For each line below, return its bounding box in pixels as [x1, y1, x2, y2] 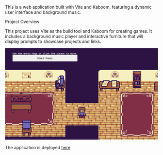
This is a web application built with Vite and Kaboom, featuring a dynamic [5, 4, 152, 10]
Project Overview [5, 19, 40, 24]
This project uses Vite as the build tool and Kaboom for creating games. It [5, 28, 152, 34]
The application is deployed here [5, 144, 71, 150]
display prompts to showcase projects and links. [5, 39, 101, 44]
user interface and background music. [5, 9, 81, 15]
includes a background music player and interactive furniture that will [5, 34, 144, 39]
